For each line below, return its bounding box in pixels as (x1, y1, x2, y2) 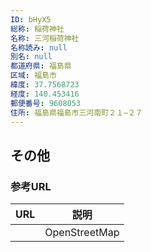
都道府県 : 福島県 (10, 61, 72, 71)
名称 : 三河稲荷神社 (10, 33, 80, 43)
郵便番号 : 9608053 (10, 98, 82, 108)
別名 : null (10, 52, 53, 62)
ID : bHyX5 (10, 14, 52, 25)
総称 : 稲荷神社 (10, 24, 65, 34)
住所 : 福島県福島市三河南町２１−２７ (10, 107, 143, 118)
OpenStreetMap (44, 226, 120, 240)
